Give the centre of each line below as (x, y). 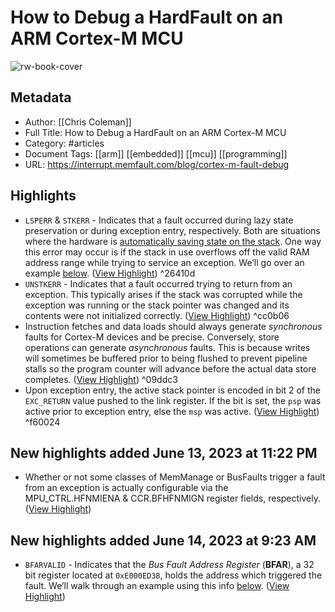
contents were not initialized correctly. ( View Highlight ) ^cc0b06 (157, 315)
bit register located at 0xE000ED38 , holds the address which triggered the (173, 575)
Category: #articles (64, 143)
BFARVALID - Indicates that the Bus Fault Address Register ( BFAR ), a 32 (169, 565)
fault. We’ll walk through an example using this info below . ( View (157, 586)
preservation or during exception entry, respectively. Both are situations (172, 230)
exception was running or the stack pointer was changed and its (157, 305)
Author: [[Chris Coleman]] (78, 122)
